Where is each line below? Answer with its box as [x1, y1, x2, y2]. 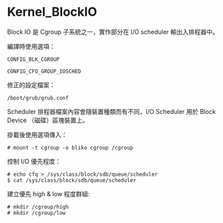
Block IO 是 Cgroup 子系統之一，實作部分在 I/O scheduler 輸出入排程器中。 [7, 27, 219, 36]
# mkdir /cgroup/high [7, 203, 69, 210]
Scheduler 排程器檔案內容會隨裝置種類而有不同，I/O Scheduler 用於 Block [7, 107, 216, 115]
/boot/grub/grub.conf [7, 94, 69, 102]
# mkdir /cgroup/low [7, 209, 67, 216]
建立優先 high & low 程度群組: [7, 189, 91, 198]
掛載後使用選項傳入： [7, 130, 67, 139]
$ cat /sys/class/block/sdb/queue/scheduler [7, 176, 137, 184]
